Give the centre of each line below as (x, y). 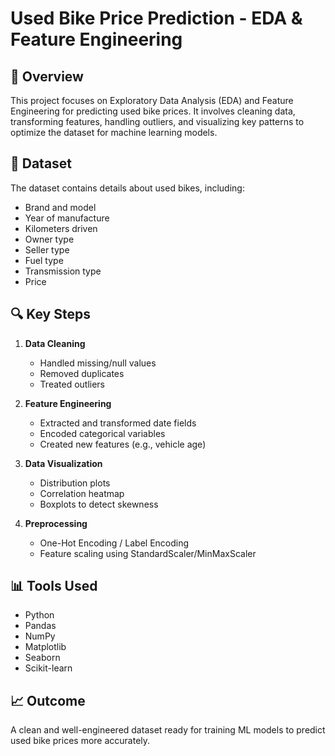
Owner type (49, 239)
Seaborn (42, 658)
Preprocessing (56, 523)
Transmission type (63, 271)
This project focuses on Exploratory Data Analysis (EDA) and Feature (152, 100)
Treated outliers (72, 384)
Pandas (40, 626)
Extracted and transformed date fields (118, 423)
